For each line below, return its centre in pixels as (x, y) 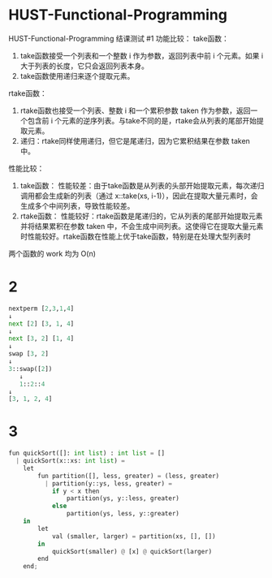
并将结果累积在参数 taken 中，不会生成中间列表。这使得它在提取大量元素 (142, 226)
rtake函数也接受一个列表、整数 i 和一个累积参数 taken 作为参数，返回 (135, 110)
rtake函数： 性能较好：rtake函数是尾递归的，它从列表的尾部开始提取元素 (141, 216)
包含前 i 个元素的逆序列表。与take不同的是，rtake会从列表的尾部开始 (142, 120)
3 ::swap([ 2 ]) (30, 369)
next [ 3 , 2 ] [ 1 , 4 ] (41, 339)
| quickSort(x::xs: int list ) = (71, 461)
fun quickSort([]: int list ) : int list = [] (86, 453)
